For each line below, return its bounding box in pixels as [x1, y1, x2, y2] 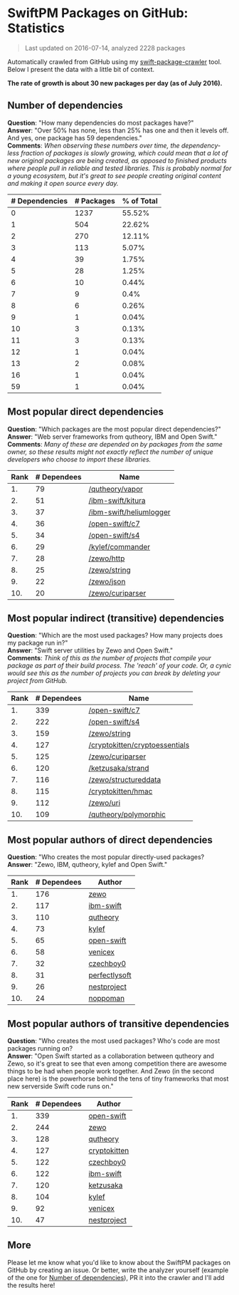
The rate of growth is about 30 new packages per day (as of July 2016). [7, 78, 223, 87]
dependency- [181, 141, 221, 150]
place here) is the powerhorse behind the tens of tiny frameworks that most [7, 1074, 229, 1083]
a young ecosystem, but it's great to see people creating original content [7, 171, 222, 180]
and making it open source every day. [7, 179, 119, 187]
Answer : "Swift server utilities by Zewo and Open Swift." [7, 646, 173, 655]
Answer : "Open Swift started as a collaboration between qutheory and [7, 1052, 215, 1060]
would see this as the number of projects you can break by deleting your [7, 669, 221, 677]
